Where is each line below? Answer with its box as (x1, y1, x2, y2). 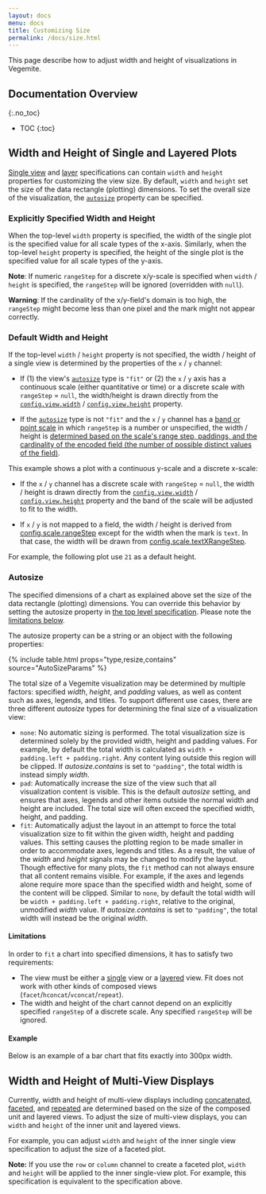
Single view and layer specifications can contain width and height (8, 168, 224, 177)
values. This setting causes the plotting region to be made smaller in (19, 837, 244, 847)
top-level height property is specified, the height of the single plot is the (8, 248, 244, 257)
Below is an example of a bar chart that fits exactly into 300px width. (8, 1051, 233, 1061)
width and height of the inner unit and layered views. (8, 1120, 181, 1130)
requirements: (8, 957, 54, 967)
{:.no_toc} (8, 108, 40, 118)
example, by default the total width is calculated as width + (19, 744, 213, 754)
